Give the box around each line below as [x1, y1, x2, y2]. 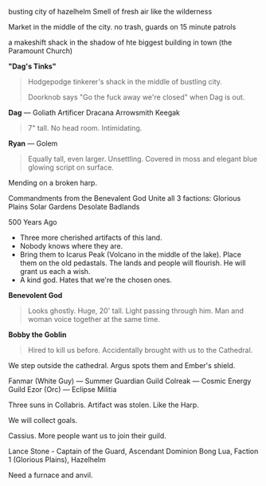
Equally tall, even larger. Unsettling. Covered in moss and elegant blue [27, 155, 257, 163]
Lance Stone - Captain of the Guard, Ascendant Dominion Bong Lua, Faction [8, 446, 259, 456]
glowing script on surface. [27, 163, 114, 172]
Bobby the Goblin [8, 330, 67, 339]
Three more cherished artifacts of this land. [19, 233, 162, 242]
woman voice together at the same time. [27, 315, 161, 323]
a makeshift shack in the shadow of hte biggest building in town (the [8, 37, 233, 47]
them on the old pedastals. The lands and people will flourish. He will [19, 258, 246, 268]
